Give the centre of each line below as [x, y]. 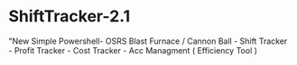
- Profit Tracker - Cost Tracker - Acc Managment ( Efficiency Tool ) [133, 50]
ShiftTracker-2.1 [70, 16]
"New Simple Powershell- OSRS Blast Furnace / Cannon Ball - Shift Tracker [148, 41]
